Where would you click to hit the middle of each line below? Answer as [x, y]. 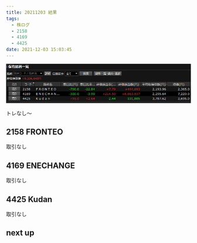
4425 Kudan [29, 199]
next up [20, 233]
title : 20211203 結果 [32, 12]
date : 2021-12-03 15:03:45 [39, 50]
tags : [13, 18]
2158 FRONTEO [35, 132]
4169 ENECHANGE [40, 165]
